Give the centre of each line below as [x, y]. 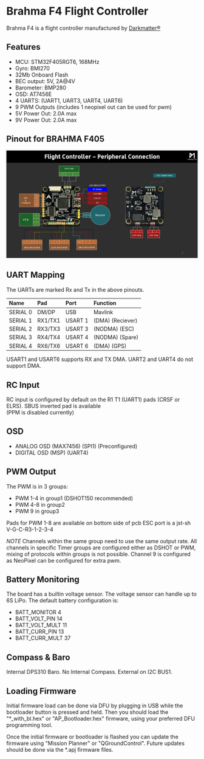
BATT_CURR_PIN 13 [39, 632]
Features [23, 47]
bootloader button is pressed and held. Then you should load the [87, 712]
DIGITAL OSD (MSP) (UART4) [52, 452]
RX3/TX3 [49, 329]
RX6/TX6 [49, 346]
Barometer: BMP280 [41, 88]
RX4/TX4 [49, 337]
